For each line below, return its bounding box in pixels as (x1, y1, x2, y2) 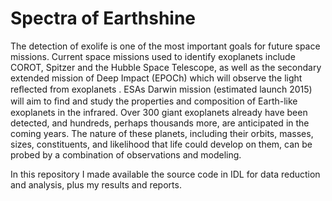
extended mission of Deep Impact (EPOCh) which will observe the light (10, 72, 303, 84)
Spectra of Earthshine (10, 7, 197, 30)
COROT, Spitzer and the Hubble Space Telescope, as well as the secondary (10, 61, 322, 73)
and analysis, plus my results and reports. (10, 178, 182, 191)
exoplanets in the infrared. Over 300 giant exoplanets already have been (10, 106, 308, 118)
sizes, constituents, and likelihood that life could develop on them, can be (10, 138, 313, 150)
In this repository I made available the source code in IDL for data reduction (10, 168, 321, 180)
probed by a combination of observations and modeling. (10, 148, 242, 161)
